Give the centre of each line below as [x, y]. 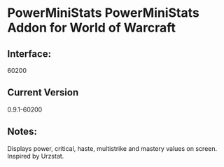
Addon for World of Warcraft [92, 28]
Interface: [29, 54]
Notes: [22, 132]
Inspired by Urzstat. [36, 156]
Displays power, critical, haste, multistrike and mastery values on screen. [112, 148]
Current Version [43, 93]
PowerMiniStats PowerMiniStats [103, 13]
